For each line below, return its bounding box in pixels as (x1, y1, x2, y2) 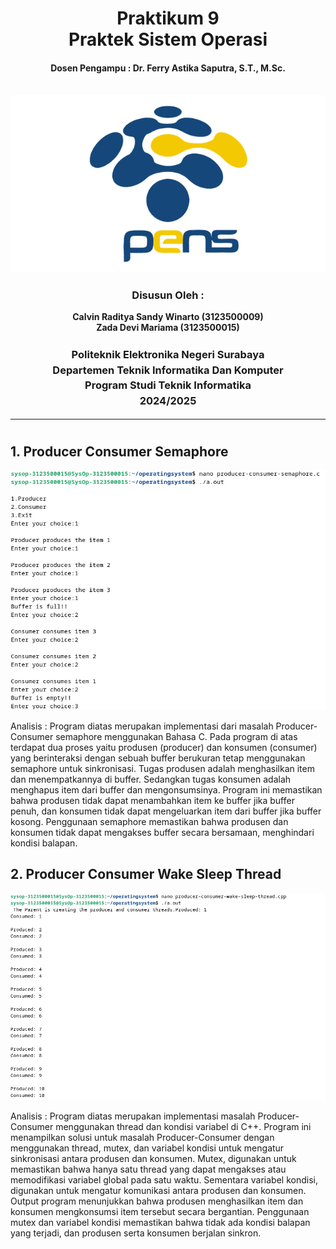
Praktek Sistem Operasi (68, 28, 268, 51)
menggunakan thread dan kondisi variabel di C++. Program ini (55, 1120, 312, 1132)
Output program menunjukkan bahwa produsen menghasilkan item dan (10, 1195, 304, 1207)
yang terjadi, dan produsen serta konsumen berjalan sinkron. (10, 1227, 262, 1239)
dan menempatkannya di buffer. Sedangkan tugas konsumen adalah (10, 773, 292, 785)
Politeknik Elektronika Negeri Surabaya (71, 348, 265, 362)
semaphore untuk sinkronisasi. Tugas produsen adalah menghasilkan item (10, 762, 315, 774)
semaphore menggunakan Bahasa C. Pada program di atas (55, 730, 298, 742)
